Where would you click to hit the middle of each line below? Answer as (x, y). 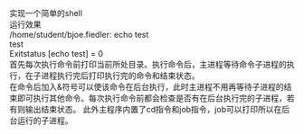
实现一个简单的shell (46, 13)
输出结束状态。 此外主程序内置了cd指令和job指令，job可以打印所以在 (153, 109)
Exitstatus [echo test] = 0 (57, 54)
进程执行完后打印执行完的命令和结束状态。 (120, 76)
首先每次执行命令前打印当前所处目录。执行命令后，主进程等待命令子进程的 (148, 64)
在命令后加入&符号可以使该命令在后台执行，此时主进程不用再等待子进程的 (147, 87)
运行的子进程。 (45, 121)
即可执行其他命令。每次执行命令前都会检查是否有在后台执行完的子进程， (152, 98)
